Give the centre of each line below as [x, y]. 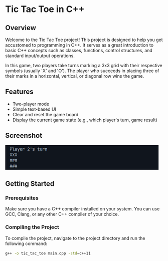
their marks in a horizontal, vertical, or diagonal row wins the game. [75, 76]
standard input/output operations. [40, 56]
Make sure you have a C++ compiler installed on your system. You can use [82, 209]
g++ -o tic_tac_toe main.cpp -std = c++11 [48, 253]
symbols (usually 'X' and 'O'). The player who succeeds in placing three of [82, 71]
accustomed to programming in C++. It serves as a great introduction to [79, 45]
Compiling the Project [32, 227]
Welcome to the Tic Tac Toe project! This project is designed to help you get [84, 40]
